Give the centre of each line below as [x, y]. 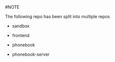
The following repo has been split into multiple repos [57, 16]
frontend [21, 35]
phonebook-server [31, 54]
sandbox [21, 26]
